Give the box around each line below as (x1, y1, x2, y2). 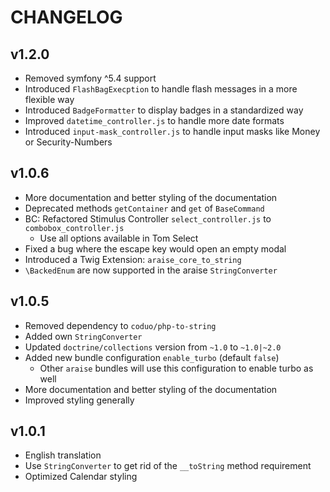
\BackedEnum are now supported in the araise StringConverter (24, 264, 278, 276)
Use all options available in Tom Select (39, 232, 199, 244)
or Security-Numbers (24, 136, 113, 148)
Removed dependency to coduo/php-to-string (24, 319, 217, 331)
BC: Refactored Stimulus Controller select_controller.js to (24, 212, 272, 225)
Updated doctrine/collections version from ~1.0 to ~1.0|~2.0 (24, 341, 282, 353)
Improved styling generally (24, 394, 135, 406)
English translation (24, 449, 102, 461)
